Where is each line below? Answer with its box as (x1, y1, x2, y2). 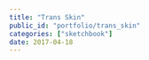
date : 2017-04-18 (9, 37, 74, 47)
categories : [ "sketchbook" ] (9, 29, 114, 38)
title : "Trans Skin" (9, 12, 86, 22)
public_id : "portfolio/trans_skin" (9, 21, 141, 30)
